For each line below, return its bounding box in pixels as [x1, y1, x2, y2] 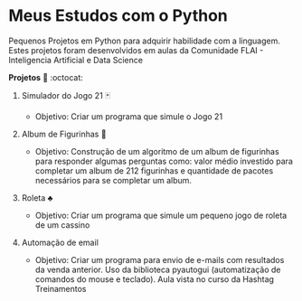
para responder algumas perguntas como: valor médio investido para [34, 155, 293, 166]
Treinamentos [34, 283, 87, 294]
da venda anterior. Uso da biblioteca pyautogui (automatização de [34, 264, 281, 275]
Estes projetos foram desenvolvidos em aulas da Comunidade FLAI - [8, 44, 264, 55]
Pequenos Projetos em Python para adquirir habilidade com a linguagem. [8, 35, 281, 46]
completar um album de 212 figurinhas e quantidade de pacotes [34, 165, 274, 176]
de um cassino [34, 219, 90, 230]
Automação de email [21, 237, 99, 248]
